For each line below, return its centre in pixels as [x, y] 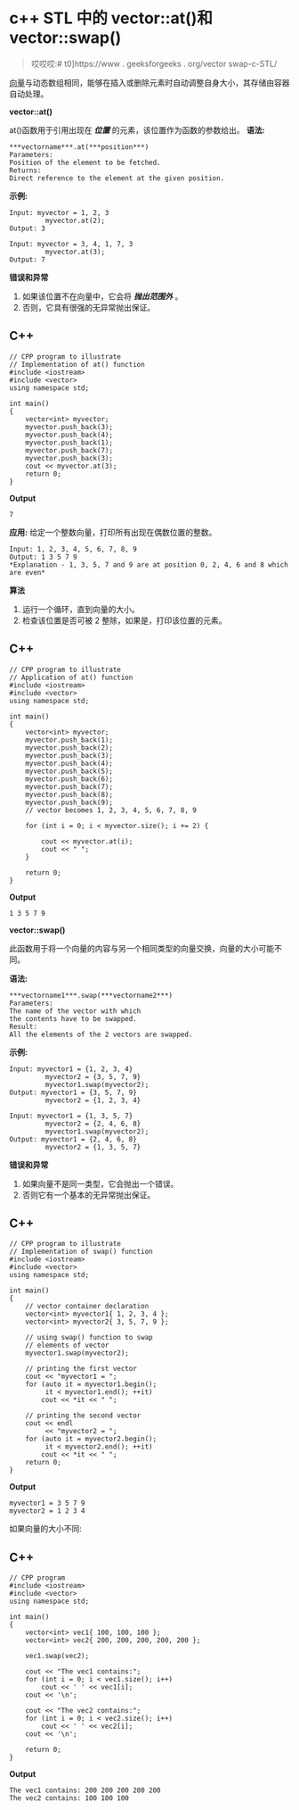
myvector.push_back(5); [69, 771]
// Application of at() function [71, 677]
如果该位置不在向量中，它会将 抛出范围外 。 [102, 296]
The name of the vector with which [75, 1011]
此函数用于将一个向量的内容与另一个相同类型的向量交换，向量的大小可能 [141, 948]
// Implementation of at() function [77, 364]
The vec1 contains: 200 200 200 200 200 [85, 1790]
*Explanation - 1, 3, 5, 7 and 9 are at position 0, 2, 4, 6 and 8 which [149, 565]
